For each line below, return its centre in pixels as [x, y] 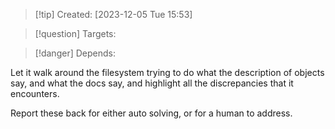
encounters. [35, 93]
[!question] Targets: [75, 33]
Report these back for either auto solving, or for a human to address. [151, 113]
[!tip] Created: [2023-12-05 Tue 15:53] [113, 14]
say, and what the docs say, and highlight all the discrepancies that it [152, 83]
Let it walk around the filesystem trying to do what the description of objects [167, 72]
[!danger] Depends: [75, 53]
